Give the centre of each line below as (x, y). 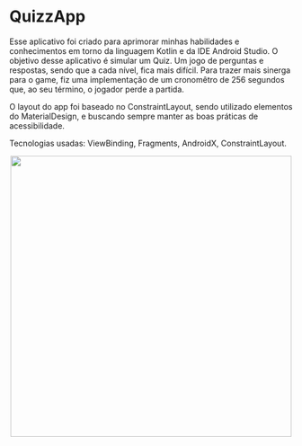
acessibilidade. (37, 125)
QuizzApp (48, 17)
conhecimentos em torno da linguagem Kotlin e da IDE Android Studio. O (144, 50)
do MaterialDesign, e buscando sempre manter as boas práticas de (134, 116)
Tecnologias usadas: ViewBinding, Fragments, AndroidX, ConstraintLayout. (148, 143)
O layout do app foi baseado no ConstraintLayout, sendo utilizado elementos (151, 106)
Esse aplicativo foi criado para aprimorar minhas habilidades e (124, 41)
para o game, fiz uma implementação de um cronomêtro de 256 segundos (147, 79)
